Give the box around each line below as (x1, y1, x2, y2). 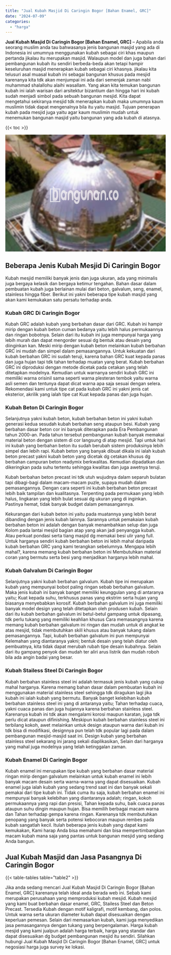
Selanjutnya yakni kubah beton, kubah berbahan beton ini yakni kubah (5, 416, 153, 422)
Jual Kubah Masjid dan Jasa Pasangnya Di (5, 853, 142, 862)
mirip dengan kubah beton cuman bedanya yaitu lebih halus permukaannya (5, 326, 163, 332)
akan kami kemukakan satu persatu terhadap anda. (5, 296, 112, 303)
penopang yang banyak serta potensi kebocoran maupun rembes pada (5, 816, 154, 823)
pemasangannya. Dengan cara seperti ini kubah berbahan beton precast (5, 485, 158, 491)
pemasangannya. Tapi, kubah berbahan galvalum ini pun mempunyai (5, 633, 150, 639)
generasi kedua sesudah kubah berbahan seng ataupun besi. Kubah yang (5, 421, 160, 427)
